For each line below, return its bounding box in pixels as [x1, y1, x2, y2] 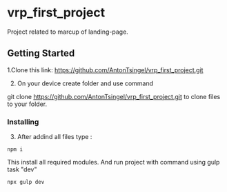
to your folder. [7, 100, 47, 108]
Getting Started [7, 47, 75, 59]
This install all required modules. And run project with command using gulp [7, 158, 220, 167]
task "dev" [7, 165, 37, 173]
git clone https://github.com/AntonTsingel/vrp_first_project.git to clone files [7, 92, 221, 100]
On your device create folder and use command [17, 79, 154, 87]
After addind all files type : [17, 133, 92, 141]
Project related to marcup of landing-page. [7, 28, 129, 36]
